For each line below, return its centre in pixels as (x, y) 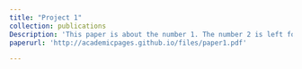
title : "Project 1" (46, 17)
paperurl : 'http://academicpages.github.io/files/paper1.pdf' (128, 43)
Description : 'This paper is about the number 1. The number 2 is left (146, 34)
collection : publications (58, 26)
